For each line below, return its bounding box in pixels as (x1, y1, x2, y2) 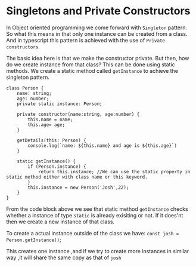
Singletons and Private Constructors (6, 4, 191, 18)
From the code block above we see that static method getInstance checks (6, 205, 189, 213)
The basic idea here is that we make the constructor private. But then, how (6, 54, 189, 62)
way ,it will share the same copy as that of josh (6, 254, 122, 261)
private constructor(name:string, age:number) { (17, 111, 140, 117)
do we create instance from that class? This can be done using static (6, 61, 176, 68)
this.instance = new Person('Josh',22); (27, 184, 129, 191)
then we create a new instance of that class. (6, 218, 115, 225)
